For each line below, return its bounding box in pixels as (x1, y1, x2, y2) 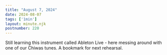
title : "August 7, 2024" (5, 7, 57, 12)
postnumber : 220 (5, 26, 39, 31)
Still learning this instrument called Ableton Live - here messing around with (5, 39, 162, 45)
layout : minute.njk (5, 21, 46, 26)
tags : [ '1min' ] (5, 16, 37, 21)
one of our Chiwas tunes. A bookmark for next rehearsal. (5, 45, 123, 51)
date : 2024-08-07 (5, 12, 42, 17)
